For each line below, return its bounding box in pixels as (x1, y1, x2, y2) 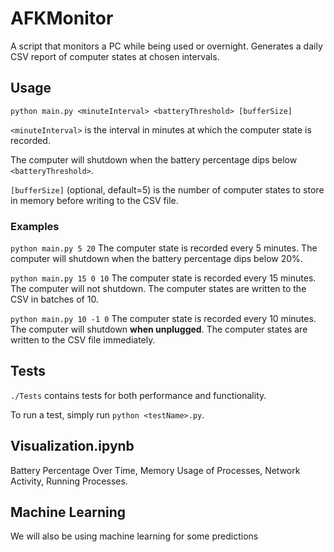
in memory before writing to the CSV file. (10, 194, 179, 206)
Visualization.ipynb (10, 438, 135, 455)
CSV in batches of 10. (10, 293, 99, 306)
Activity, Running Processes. (10, 475, 128, 487)
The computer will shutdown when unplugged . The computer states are (10, 323, 308, 336)
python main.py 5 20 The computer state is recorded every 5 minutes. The (10, 242, 318, 254)
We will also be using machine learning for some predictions (10, 530, 259, 542)
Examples (10, 219, 60, 233)
